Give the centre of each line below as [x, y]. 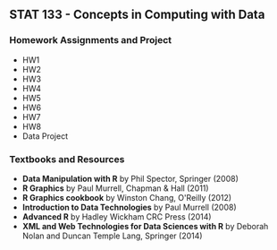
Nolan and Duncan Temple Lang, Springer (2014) [112, 236]
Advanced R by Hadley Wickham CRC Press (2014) [117, 216]
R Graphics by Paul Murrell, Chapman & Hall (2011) [115, 188]
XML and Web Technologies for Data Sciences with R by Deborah [145, 226]
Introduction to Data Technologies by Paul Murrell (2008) [129, 207]
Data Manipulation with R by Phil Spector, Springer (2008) [130, 178]
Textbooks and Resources [67, 159]
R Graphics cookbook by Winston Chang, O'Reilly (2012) [127, 197]
